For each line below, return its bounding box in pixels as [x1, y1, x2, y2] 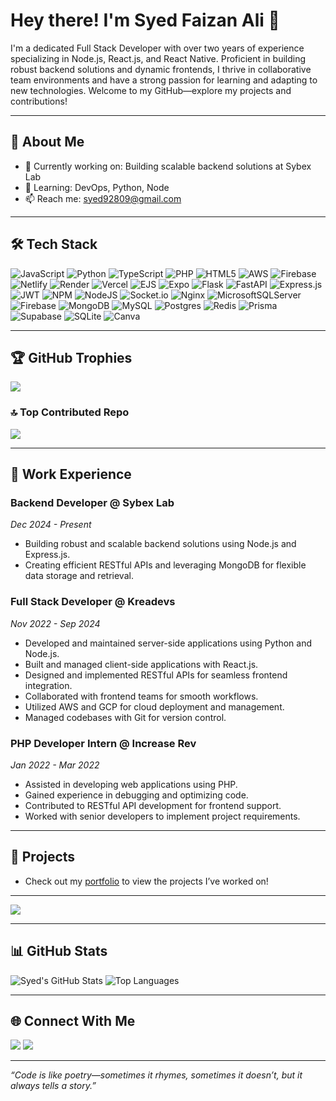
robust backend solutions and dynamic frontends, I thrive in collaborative [10, 63, 312, 75]
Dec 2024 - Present [10, 519, 92, 531]
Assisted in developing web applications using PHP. [24, 778, 238, 790]
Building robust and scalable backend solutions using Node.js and [24, 538, 297, 550]
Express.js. [24, 549, 71, 561]
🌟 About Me [10, 134, 85, 151]
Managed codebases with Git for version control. [24, 711, 227, 723]
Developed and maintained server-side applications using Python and [24, 637, 313, 649]
